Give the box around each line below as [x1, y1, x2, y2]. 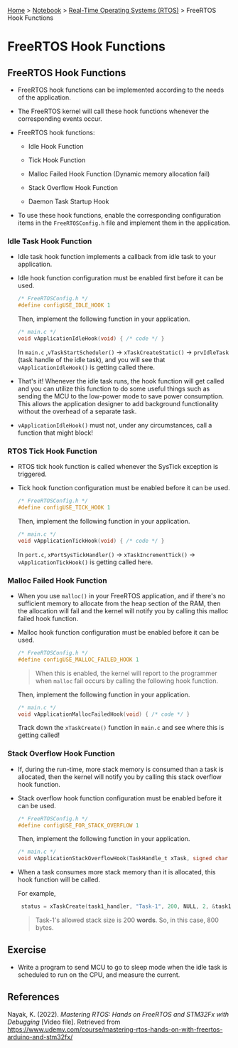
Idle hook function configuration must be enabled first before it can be [17, 274, 224, 282]
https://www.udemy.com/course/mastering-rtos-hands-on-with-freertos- [7, 1025, 223, 1034]
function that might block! [17, 428, 94, 437]
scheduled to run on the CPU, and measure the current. [17, 970, 180, 979]
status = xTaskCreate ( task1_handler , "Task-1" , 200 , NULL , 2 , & [21, 903, 215, 910]
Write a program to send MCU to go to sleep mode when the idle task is [17, 963, 227, 971]
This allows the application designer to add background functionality [17, 399, 219, 408]
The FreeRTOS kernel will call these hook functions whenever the [17, 107, 210, 115]
